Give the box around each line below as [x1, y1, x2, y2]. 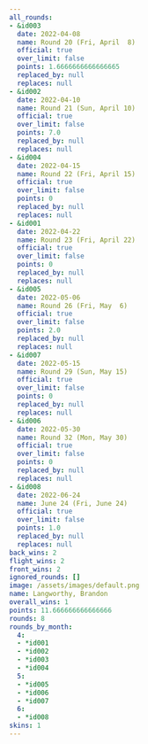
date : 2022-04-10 [17, 95, 81, 105]
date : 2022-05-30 [17, 424, 81, 434]
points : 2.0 [17, 326, 62, 335]
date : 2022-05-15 [17, 359, 81, 368]
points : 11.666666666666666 [9, 606, 113, 615]
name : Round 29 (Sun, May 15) [17, 367, 128, 376]
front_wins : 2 [9, 564, 62, 574]
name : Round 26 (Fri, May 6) [17, 301, 128, 310]
